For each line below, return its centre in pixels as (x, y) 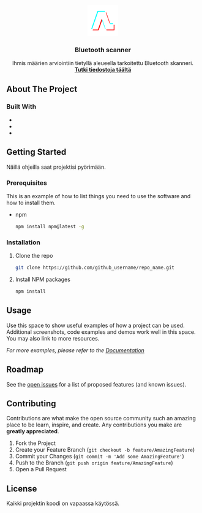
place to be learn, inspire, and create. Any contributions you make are (94, 425)
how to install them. (31, 203)
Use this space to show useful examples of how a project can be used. (95, 325)
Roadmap (25, 370)
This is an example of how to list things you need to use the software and (99, 196)
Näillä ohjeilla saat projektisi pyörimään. (56, 167)
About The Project (42, 89)
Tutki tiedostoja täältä (103, 70)
